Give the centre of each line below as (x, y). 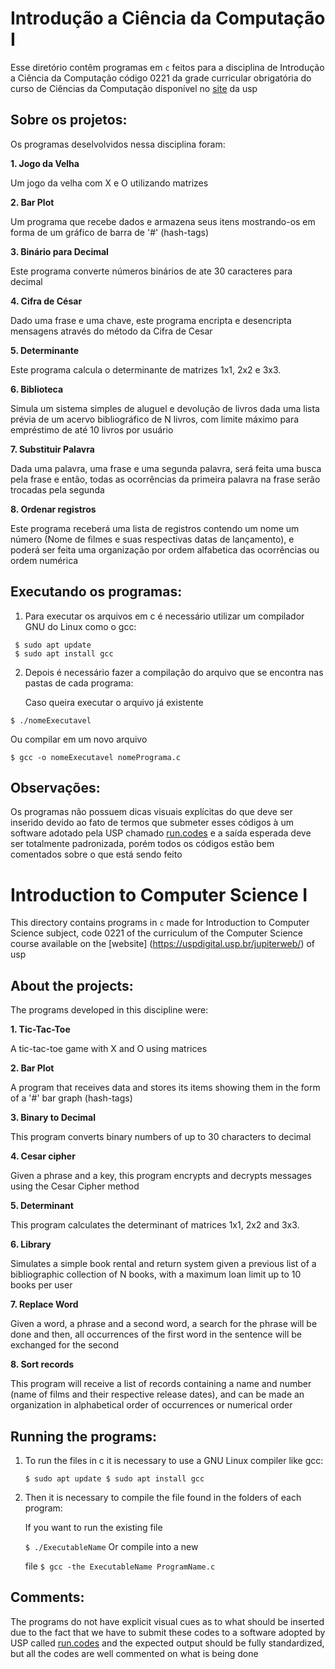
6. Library (31, 1244)
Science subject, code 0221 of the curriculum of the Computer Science (157, 933)
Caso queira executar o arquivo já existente (114, 702)
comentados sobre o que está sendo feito (96, 854)
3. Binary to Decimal (53, 1118)
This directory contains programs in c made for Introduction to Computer (160, 923)
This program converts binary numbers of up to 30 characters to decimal (161, 1137)
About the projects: (72, 985)
